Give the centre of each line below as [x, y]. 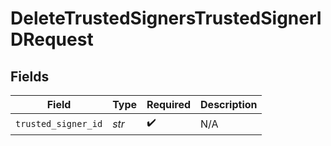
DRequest [52, 39]
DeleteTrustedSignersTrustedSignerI [166, 18]
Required [169, 104]
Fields [30, 76]
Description [229, 104]
